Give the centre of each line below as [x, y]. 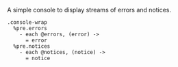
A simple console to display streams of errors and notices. [89, 10]
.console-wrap [27, 23]
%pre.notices [32, 46]
